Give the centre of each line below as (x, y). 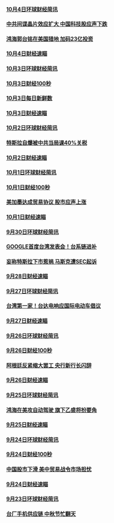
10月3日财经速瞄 (27, 113)
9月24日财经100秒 (29, 454)
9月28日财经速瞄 (27, 276)
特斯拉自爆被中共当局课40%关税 (47, 142)
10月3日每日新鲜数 (29, 98)
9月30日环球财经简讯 (32, 232)
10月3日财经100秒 (29, 83)
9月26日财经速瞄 (27, 380)
